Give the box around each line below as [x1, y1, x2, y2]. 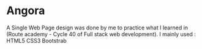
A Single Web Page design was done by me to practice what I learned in [6, 24, 189, 31]
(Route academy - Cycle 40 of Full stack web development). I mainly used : [6, 30, 196, 37]
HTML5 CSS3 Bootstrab [6, 37, 67, 44]
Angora [6, 4, 45, 18]
